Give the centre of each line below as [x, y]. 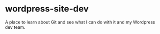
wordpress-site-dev [47, 9]
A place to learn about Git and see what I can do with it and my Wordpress [80, 22]
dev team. [15, 27]
